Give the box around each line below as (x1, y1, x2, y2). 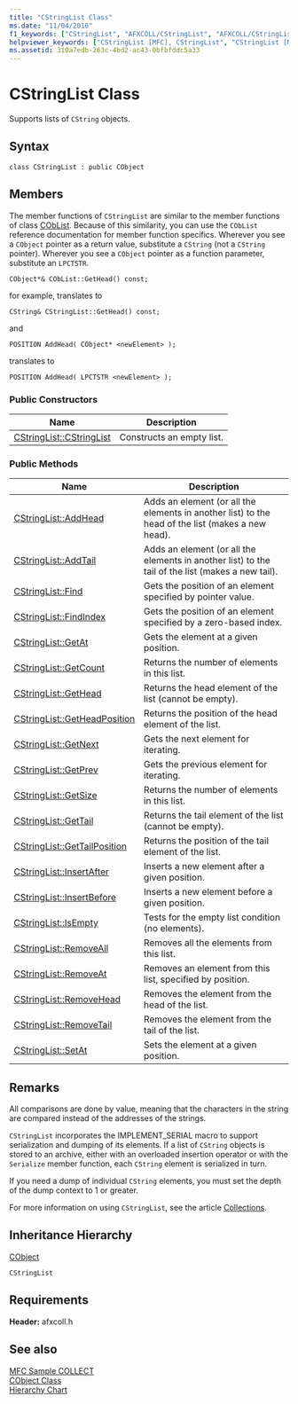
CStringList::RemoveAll (13, 942, 109, 954)
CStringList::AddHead (13, 512, 105, 524)
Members (9, 187, 64, 202)
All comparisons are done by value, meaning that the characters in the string (9, 1103, 289, 1114)
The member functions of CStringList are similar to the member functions (9, 210, 280, 221)
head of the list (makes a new (143, 518, 267, 530)
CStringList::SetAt (13, 1044, 88, 1056)
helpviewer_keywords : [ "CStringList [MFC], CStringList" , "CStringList (9, 37, 279, 47)
